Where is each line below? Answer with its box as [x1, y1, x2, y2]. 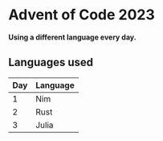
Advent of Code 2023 [8, 6, 155, 24]
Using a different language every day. [8, 32, 137, 42]
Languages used [8, 56, 94, 69]
